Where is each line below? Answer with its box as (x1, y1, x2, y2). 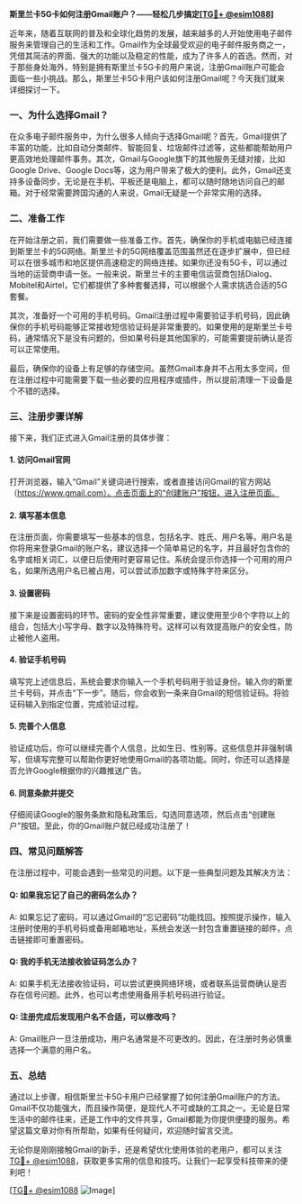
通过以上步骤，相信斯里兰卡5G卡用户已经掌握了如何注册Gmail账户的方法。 (9, 1091, 286, 1102)
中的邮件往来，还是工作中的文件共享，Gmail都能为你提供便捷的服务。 (24, 1114, 283, 1125)
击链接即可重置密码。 (9, 934, 88, 944)
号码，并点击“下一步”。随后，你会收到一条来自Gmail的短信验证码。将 (24, 687, 281, 698)
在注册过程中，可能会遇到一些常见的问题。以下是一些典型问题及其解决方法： (9, 867, 293, 878)
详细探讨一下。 (9, 85, 65, 95)
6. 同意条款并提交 (9, 788, 75, 798)
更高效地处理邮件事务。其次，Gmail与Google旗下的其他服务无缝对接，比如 (9, 153, 286, 165)
